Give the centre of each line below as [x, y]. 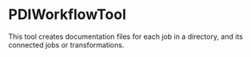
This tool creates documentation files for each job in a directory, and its [126, 36]
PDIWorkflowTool [67, 15]
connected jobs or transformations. [66, 44]
